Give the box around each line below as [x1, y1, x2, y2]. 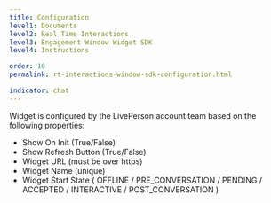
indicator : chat [9, 86, 69, 95]
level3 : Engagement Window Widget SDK [9, 37, 153, 47]
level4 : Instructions [9, 46, 90, 55]
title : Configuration [9, 12, 90, 22]
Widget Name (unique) [21, 165, 106, 176]
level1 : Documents [9, 21, 77, 30]
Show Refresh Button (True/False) [21, 146, 147, 157]
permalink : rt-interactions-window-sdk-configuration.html [9, 70, 233, 80]
